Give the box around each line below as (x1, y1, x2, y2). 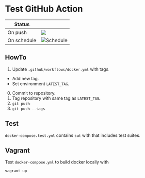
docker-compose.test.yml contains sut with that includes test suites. (5, 132, 141, 138)
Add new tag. (12, 75, 39, 81)
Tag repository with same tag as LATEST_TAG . (12, 95, 101, 101)
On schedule (7, 37, 36, 44)
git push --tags (12, 106, 45, 111)
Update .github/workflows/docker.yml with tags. (12, 66, 110, 72)
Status (14, 21, 30, 28)
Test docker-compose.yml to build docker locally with (5, 159, 109, 165)
